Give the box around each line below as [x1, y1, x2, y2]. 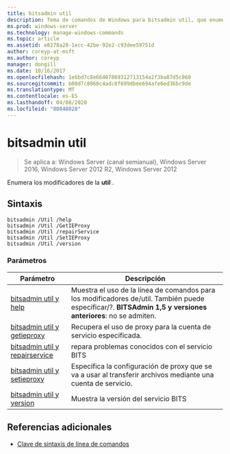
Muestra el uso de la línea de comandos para [71, 285, 216, 294]
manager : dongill [7, 61, 57, 68]
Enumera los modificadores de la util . [7, 178, 114, 186]
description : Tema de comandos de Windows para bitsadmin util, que [7, 16, 207, 23]
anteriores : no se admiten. [71, 311, 157, 320]
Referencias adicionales [7, 422, 112, 433]
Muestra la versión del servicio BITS [71, 394, 187, 403]
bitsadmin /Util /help [7, 216, 72, 223]
